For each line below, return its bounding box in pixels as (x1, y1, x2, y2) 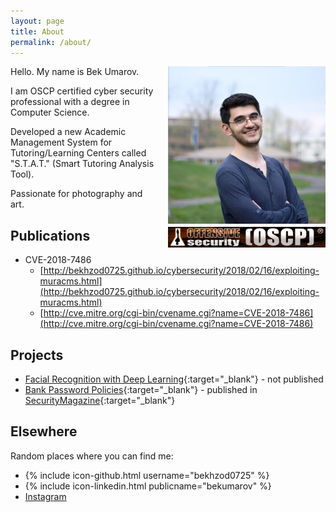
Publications (10, 227, 91, 244)
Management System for (10, 136, 113, 149)
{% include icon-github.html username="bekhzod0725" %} (24, 469, 270, 481)
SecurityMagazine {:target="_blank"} (24, 395, 176, 406)
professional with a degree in (10, 96, 130, 108)
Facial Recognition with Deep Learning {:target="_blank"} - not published (24, 373, 324, 385)
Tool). (10, 168, 35, 180)
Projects (10, 346, 64, 364)
